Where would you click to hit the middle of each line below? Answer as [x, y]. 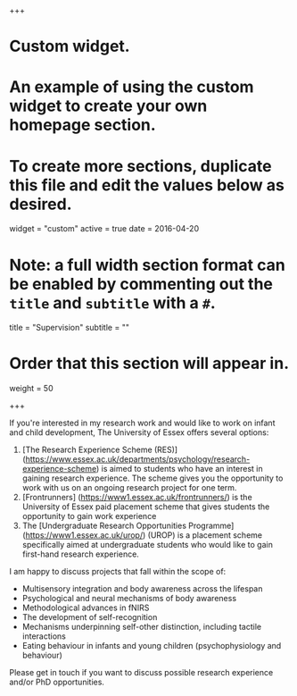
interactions [44, 636]
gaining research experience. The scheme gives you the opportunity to [153, 478]
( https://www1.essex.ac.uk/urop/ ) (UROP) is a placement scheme [142, 535]
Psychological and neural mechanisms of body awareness [129, 599]
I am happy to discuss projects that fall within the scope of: [118, 572]
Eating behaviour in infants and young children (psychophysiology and [152, 646]
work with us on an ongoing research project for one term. [129, 488]
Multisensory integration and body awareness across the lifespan [142, 589]
